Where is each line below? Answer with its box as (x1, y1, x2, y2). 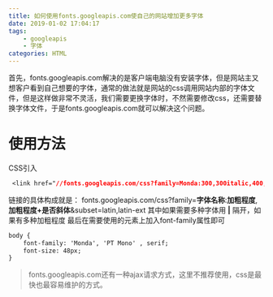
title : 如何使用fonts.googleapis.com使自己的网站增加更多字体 (8, 11, 204, 20)
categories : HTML (8, 49, 67, 58)
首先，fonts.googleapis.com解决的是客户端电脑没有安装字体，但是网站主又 (8, 73, 259, 82)
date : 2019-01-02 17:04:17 (8, 19, 100, 28)
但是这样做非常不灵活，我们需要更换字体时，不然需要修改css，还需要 (22, 93, 255, 102)
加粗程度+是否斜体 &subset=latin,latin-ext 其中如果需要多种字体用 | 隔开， (8, 204, 254, 215)
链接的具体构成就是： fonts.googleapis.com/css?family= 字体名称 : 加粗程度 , (8, 195, 258, 204)
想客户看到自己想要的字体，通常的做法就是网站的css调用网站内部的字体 (8, 83, 248, 93)
